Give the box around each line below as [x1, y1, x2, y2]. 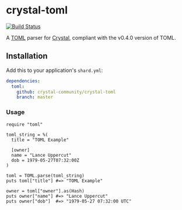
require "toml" [6, 121, 43, 128]
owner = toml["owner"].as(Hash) [6, 188, 85, 194]
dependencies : [6, 78, 41, 84]
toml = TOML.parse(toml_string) [6, 173, 85, 178]
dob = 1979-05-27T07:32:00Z [11, 157, 80, 163]
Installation [6, 51, 48, 61]
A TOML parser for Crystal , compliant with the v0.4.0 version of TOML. [6, 34, 176, 41]
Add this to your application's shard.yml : [6, 67, 103, 74]
